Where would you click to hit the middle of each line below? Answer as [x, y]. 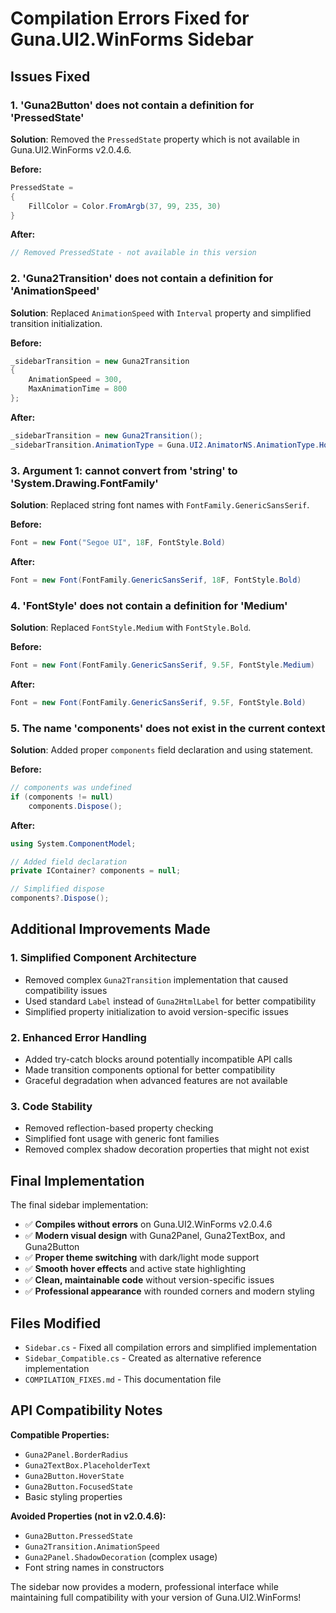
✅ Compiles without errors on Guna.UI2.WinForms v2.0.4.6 [148, 1224]
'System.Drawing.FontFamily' [84, 483]
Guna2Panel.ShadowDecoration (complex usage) [121, 1556]
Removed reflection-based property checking [119, 1128]
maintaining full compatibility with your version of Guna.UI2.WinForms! [156, 1597]
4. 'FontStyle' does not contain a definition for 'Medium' [149, 605]
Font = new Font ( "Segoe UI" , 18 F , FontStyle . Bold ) [118, 542]
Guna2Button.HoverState [74, 1476]
